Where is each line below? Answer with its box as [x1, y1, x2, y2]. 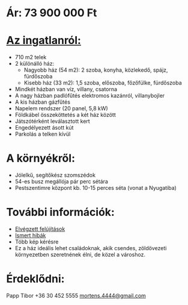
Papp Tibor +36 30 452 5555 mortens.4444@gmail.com [6, 292, 146, 299]
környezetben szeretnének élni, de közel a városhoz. [14, 251, 146, 258]
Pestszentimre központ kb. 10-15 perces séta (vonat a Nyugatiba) [14, 184, 177, 192]
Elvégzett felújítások [14, 225, 65, 232]
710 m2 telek [14, 54, 47, 61]
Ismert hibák [14, 232, 46, 239]
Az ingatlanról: [6, 34, 81, 48]
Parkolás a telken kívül [14, 130, 71, 138]
